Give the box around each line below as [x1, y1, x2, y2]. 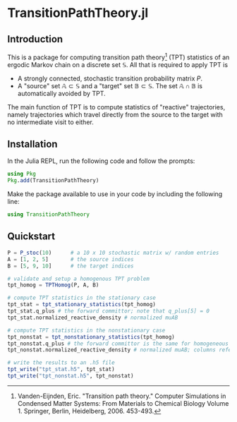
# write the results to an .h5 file [7, 359, 115, 366]
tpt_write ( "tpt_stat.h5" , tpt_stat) [7, 366, 115, 373]
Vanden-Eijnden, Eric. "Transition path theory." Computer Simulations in [17, 392, 226, 400]
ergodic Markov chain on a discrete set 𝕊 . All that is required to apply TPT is [7, 60, 228, 68]
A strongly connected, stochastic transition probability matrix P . [17, 74, 203, 83]
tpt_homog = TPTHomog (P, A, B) [7, 282, 99, 289]
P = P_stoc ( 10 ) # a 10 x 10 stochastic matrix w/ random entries [7, 249, 219, 256]
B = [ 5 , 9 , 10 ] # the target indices [7, 263, 134, 270]
